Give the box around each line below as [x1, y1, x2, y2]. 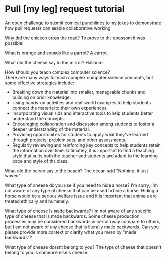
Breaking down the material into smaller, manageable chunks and [12, 89, 146, 95]
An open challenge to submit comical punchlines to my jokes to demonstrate [5, 20, 162, 26]
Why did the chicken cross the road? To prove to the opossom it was [5, 35, 145, 41]
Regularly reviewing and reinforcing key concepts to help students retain [12, 142, 161, 148]
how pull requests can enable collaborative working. [5, 25, 112, 31]
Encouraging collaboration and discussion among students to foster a [12, 121, 155, 127]
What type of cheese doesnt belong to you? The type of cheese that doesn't [5, 244, 162, 250]
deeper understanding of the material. [12, 126, 90, 132]
